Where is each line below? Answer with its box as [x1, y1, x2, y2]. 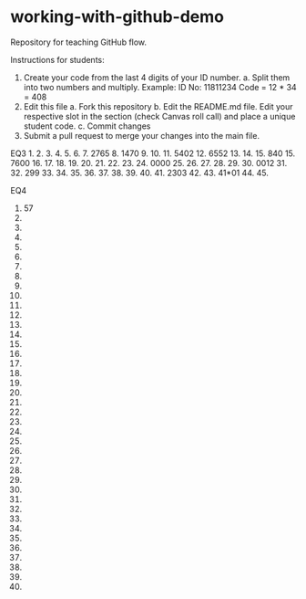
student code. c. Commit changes [23, 121, 151, 131]
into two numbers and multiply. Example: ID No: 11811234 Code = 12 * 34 [23, 81, 297, 92]
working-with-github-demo [10, 6, 224, 27]
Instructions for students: [10, 54, 106, 65]
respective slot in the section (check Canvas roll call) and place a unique [23, 110, 296, 121]
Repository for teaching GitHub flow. [10, 37, 148, 47]
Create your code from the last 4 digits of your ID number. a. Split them [23, 71, 291, 83]
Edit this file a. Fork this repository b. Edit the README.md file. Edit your [23, 100, 294, 111]
